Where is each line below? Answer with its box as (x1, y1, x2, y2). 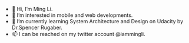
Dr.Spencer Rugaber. (11, 24, 63, 31)
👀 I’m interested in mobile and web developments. (11, 12, 133, 19)
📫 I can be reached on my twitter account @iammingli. (11, 31, 145, 37)
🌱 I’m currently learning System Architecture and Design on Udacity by (11, 18, 184, 24)
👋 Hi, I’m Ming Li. (11, 6, 53, 12)
